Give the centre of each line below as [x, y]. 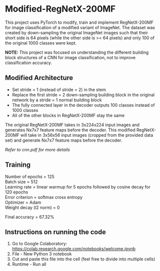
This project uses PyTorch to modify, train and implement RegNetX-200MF [79, 22]
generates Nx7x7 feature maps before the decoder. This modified [70, 130]
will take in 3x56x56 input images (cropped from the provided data [87, 135]
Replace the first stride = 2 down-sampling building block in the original [83, 95]
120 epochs [16, 192]
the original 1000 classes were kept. [41, 43]
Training [18, 165]
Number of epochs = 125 [30, 176]
